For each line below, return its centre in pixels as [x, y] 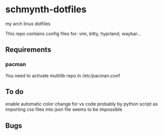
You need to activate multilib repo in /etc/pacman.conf [63, 75]
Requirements [28, 50]
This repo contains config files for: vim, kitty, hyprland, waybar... [73, 33]
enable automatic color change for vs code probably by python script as [81, 104]
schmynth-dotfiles [46, 9]
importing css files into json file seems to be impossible [64, 109]
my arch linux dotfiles [28, 24]
